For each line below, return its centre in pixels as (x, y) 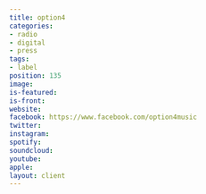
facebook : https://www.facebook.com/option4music (103, 117)
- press (24, 51)
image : (21, 84)
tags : (19, 59)
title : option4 (37, 17)
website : (25, 109)
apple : (21, 167)
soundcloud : (31, 150)
